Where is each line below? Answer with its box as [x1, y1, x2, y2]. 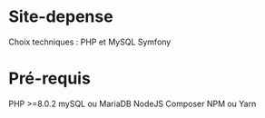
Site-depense [8, 6, 114, 27]
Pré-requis [8, 68, 92, 89]
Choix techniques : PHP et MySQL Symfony [8, 36, 172, 47]
